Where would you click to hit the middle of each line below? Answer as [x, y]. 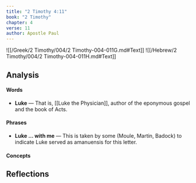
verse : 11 [18, 28]
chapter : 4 [19, 22]
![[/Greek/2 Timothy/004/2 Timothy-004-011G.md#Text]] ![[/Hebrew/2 [92, 50]
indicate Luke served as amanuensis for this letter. [76, 142]
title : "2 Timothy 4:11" [37, 11]
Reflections [28, 174]
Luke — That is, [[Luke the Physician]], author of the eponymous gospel [102, 103]
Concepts [18, 155]
